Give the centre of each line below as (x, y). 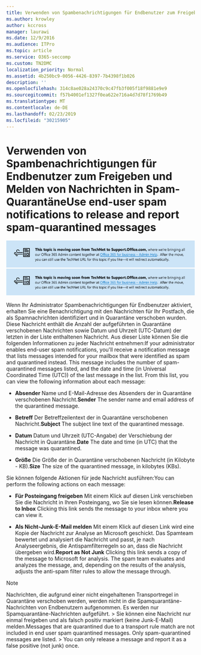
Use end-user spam (116, 202)
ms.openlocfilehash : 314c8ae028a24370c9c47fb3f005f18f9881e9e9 (87, 89)
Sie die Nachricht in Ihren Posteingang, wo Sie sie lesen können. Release (104, 502)
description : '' (26, 82)
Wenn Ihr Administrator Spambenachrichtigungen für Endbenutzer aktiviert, (99, 305)
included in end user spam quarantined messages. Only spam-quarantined (98, 633)
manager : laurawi (28, 32)
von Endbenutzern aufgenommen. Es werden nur (98, 607)
